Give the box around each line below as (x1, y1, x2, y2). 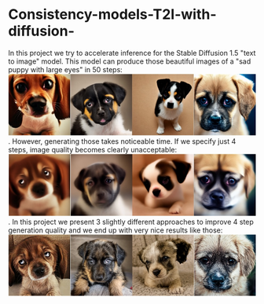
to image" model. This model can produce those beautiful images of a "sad (8, 57, 251, 66)
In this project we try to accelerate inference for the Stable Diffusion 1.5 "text (8, 48, 256, 57)
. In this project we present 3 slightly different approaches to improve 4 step (8, 217, 254, 226)
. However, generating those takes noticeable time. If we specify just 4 (8, 137, 236, 146)
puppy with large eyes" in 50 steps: (8, 64, 123, 74)
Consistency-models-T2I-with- (8, 5, 217, 24)
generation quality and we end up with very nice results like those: (8, 225, 223, 235)
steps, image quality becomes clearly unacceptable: (8, 145, 178, 155)
